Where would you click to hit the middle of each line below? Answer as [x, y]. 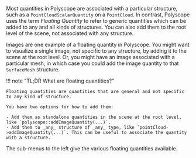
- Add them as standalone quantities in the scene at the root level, [94, 117]
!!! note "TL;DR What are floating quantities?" [60, 81]
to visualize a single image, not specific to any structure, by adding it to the [97, 51]
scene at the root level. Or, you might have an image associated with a [91, 57]
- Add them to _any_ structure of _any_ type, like [70, 128]
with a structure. [28, 138]
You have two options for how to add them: [60, 107]
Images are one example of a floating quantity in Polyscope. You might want [98, 44]
